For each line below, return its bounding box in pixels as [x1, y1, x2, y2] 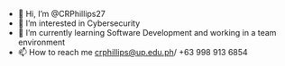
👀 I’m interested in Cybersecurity [17, 18, 141, 29]
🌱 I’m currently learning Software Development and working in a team [17, 28, 277, 37]
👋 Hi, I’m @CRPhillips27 [17, 9, 106, 19]
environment [17, 37, 66, 47]
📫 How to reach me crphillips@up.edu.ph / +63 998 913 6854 [17, 47, 248, 57]
